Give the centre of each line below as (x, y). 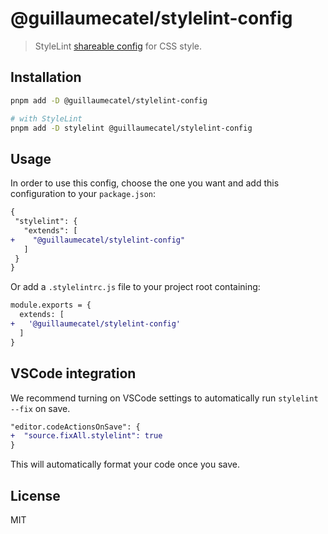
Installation (46, 77)
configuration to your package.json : (83, 194)
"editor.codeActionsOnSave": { (75, 427)
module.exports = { (51, 305)
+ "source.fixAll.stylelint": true (86, 436)
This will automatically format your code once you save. (125, 464)
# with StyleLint (46, 118)
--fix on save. (40, 408)
